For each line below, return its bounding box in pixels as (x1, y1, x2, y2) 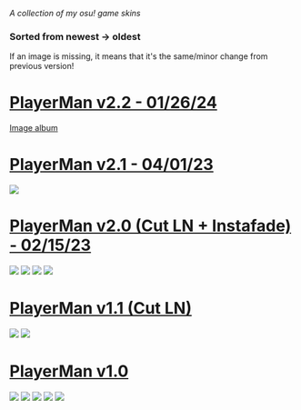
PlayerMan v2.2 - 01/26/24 (9, 93, 218, 113)
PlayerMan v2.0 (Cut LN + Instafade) (9, 215, 292, 236)
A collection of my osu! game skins (9, 8, 141, 18)
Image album (9, 123, 58, 134)
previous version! (9, 61, 75, 72)
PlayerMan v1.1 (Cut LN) (9, 298, 193, 319)
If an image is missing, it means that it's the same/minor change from (9, 51, 268, 62)
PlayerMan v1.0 (9, 361, 129, 382)
